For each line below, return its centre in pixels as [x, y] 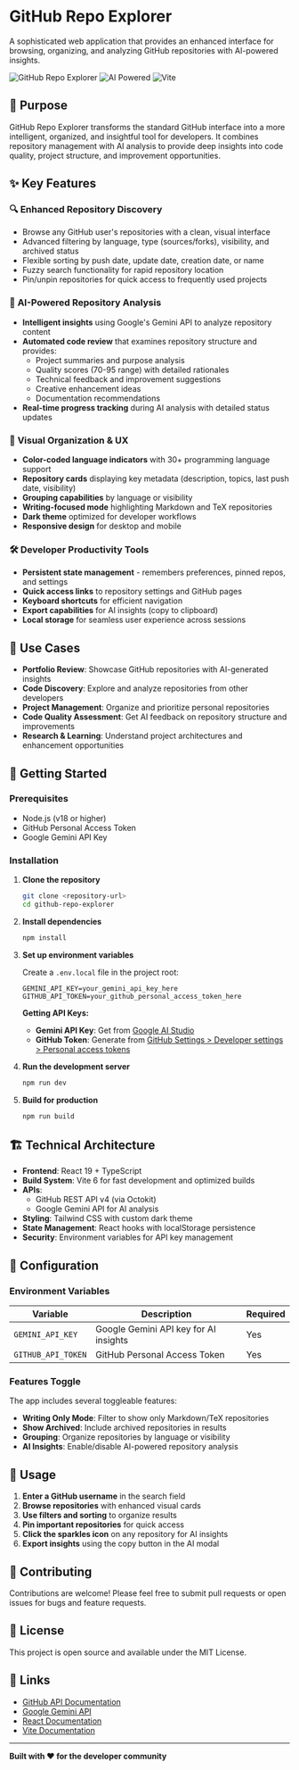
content [36, 331]
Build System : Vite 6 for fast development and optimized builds [138, 1181]
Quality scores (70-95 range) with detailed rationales [132, 370]
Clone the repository [61, 880]
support [36, 470]
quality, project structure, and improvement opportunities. [115, 155]
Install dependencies [62, 921]
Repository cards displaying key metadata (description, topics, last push [155, 478]
